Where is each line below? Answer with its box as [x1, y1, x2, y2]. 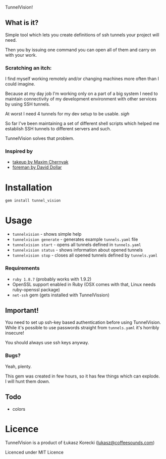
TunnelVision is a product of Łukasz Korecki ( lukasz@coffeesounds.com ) [5, 440, 155, 446]
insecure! [5, 330, 24, 336]
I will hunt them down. [5, 378, 51, 384]
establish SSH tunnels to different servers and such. [5, 126, 111, 132]
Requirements [5, 265, 40, 272]
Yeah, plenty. [5, 363, 32, 369]
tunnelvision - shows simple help [12, 231, 82, 237]
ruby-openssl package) [12, 286, 60, 292]
